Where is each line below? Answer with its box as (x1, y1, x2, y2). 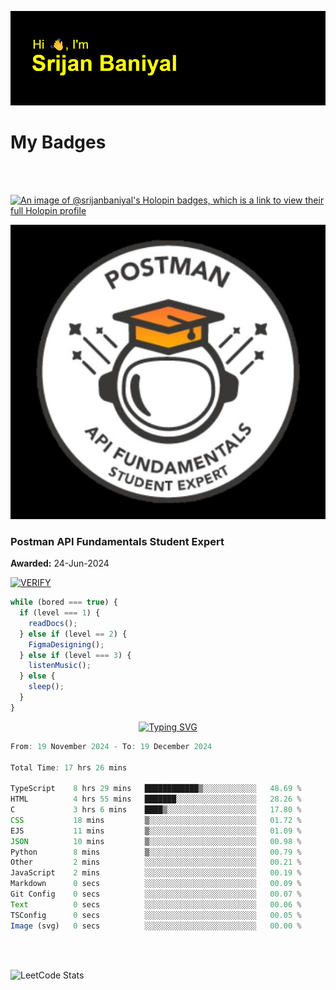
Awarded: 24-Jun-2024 (10, 557, 110, 570)
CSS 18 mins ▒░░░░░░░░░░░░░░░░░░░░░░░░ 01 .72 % (10, 815, 302, 825)
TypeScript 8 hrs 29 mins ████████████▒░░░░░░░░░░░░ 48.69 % (10, 784, 302, 794)
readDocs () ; (28, 618, 78, 628)
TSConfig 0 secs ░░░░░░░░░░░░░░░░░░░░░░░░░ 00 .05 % (10, 910, 302, 920)
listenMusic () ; (28, 661, 92, 671)
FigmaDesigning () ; (28, 639, 105, 650)
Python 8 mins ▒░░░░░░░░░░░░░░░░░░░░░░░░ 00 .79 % (10, 847, 302, 857)
